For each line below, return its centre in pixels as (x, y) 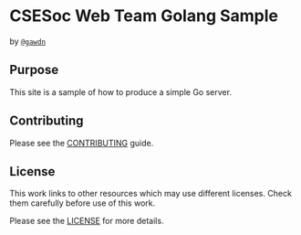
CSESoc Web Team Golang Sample (144, 16)
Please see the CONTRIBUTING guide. (82, 143)
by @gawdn (28, 41)
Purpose (34, 70)
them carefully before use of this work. (83, 203)
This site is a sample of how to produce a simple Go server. (121, 91)
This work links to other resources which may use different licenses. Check (150, 194)
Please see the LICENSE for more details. (87, 221)
